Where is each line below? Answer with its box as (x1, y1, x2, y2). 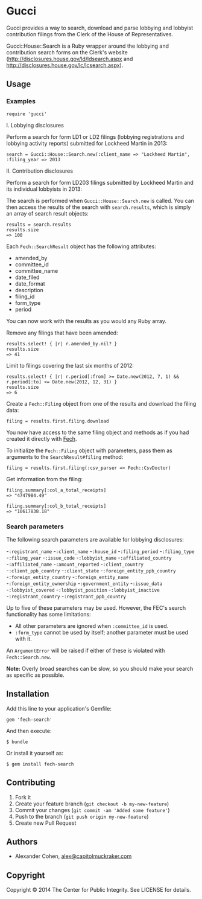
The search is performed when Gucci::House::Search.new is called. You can (6, 197, 195, 204)
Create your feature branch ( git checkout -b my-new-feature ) (14, 800, 169, 807)
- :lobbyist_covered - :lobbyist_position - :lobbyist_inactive (6, 586, 160, 593)
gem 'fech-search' (6, 717, 52, 723)
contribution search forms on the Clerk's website (6, 48, 128, 56)
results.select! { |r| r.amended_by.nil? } (6, 341, 118, 347)
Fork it (14, 793, 31, 801)
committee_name (14, 267, 58, 274)
